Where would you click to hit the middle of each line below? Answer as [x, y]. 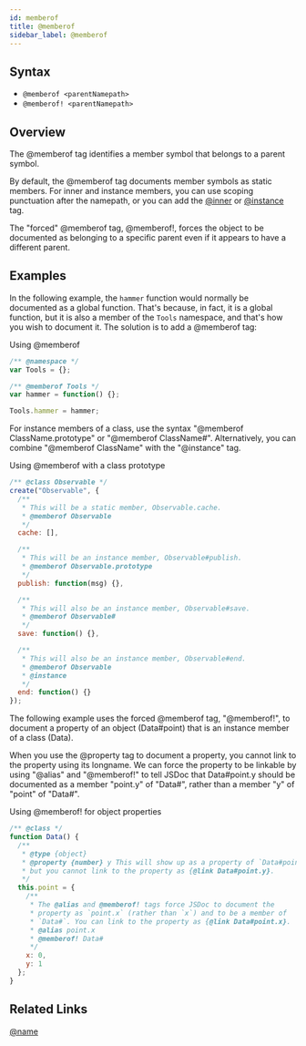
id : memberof [34, 18]
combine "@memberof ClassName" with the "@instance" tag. [125, 448]
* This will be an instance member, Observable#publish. [132, 558]
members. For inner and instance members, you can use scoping [132, 191]
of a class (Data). [41, 738]
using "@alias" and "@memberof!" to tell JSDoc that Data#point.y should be [153, 774]
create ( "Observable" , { [55, 491]
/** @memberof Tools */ [55, 386]
